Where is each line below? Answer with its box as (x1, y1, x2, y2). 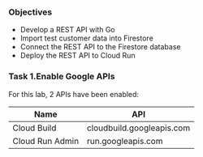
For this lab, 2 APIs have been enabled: (8, 89, 140, 99)
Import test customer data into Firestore (19, 33, 154, 43)
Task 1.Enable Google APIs (8, 71, 115, 83)
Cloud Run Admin (12, 135, 80, 146)
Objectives (8, 6, 53, 18)
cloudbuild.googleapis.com (86, 122, 191, 134)
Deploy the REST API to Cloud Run (19, 51, 136, 61)
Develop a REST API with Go (19, 25, 115, 35)
